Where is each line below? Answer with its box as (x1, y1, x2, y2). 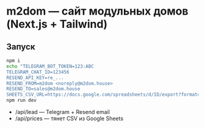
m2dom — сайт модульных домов (6, 4, 189, 18)
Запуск (6, 41, 35, 52)
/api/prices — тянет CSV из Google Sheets (15, 115, 124, 122)
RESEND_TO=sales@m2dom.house (6, 86, 81, 92)
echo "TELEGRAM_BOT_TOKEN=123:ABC (6, 63, 95, 69)
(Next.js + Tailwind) (6, 17, 108, 31)
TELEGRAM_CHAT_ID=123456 (6, 69, 70, 75)
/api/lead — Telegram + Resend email (15, 108, 110, 115)
